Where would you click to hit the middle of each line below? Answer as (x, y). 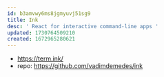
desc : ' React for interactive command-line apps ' (83, 26)
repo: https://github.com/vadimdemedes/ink (80, 66)
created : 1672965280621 (41, 39)
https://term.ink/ (40, 58)
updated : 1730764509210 (41, 33)
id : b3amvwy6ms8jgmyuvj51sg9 (49, 13)
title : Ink (23, 20)
